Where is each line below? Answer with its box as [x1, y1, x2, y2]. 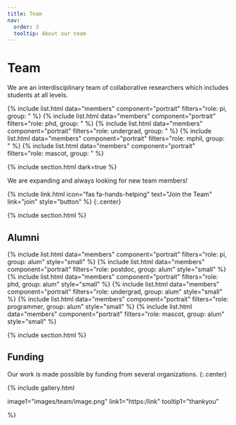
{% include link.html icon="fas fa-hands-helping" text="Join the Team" [7, 190, 213, 199]
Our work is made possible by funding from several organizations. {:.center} [7, 370, 227, 378]
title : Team [7, 10, 42, 18]
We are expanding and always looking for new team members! [7, 176, 188, 185]
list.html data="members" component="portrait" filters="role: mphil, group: [7, 134, 225, 143]
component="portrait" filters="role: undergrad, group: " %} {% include [7, 127, 212, 136]
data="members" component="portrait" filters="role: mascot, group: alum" [7, 310, 225, 318]
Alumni [7, 231, 40, 243]
